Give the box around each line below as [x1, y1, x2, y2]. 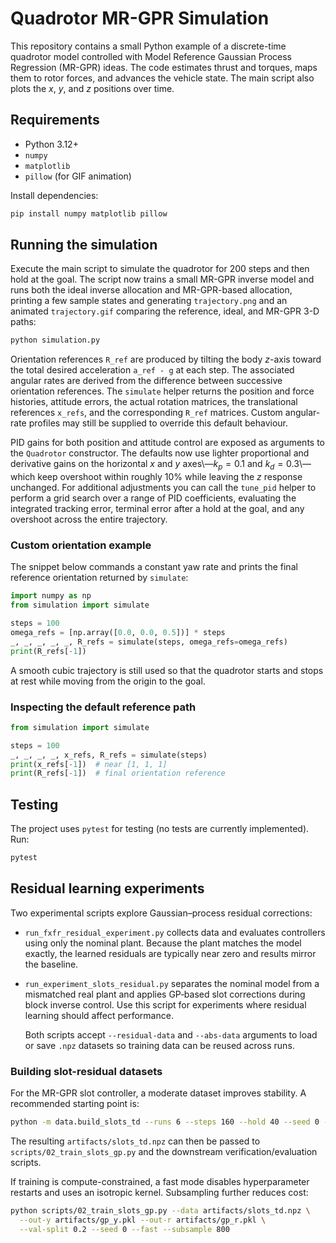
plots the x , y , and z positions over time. [10, 82, 175, 94]
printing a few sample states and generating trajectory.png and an [10, 295, 288, 307]
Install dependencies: [10, 189, 99, 201]
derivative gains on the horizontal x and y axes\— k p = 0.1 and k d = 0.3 [10, 458, 300, 472]
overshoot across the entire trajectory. [10, 513, 168, 526]
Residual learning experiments [10, 880, 205, 897]
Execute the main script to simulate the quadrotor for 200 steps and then [10, 263, 310, 275]
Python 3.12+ [24, 138, 79, 150]
